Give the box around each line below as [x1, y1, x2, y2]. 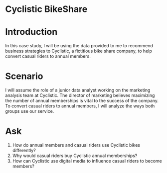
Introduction [5, 26, 58, 38]
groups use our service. [5, 108, 54, 114]
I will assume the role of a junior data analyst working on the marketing [5, 87, 151, 93]
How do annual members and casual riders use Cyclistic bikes [12, 142, 141, 148]
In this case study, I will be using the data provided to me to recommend [5, 43, 154, 49]
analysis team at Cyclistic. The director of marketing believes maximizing [5, 92, 155, 98]
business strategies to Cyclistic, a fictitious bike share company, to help [5, 48, 152, 54]
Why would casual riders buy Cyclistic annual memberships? [12, 153, 138, 159]
